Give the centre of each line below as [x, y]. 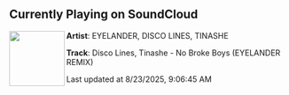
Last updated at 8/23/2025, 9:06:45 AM [139, 79]
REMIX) [80, 62]
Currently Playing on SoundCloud [104, 15]
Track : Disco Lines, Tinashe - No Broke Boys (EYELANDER [173, 53]
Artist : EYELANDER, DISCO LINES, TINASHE [147, 35]
